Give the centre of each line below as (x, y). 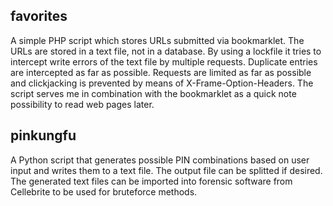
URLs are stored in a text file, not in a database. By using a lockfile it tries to (166, 51)
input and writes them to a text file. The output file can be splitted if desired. (166, 170)
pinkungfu (43, 135)
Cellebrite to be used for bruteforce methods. (104, 191)
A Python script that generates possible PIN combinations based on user (160, 160)
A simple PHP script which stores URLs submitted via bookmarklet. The (157, 40)
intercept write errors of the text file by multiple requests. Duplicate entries (164, 61)
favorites (39, 16)
